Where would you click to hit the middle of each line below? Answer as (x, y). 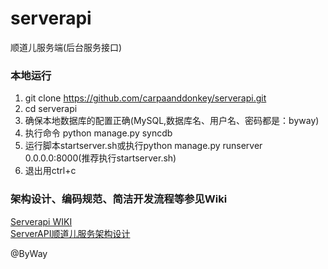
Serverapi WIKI (41, 221)
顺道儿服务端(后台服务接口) (66, 47)
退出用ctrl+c (50, 171)
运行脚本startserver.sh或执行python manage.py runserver (143, 146)
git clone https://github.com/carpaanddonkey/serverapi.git (145, 98)
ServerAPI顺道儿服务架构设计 (70, 233)
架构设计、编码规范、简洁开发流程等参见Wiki (119, 199)
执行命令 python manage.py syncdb (98, 133)
